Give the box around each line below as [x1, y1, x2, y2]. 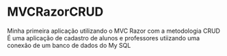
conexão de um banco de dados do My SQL [7, 41, 131, 49]
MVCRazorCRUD [7, 4, 104, 20]
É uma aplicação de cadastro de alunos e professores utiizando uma [7, 33, 200, 42]
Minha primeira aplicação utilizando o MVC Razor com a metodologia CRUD [7, 27, 221, 35]
